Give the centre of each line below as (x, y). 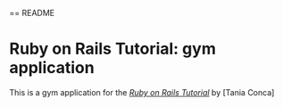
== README (32, 13)
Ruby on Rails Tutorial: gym (112, 49)
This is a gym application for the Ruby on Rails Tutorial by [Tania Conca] (142, 92)
